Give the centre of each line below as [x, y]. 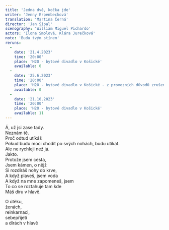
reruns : [13, 43]
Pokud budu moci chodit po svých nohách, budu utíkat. [62, 143]
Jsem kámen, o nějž [26, 165]
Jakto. [12, 154]
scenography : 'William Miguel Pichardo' [48, 29]
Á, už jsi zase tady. [25, 127]
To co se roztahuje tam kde [33, 186]
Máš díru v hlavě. [23, 192]
